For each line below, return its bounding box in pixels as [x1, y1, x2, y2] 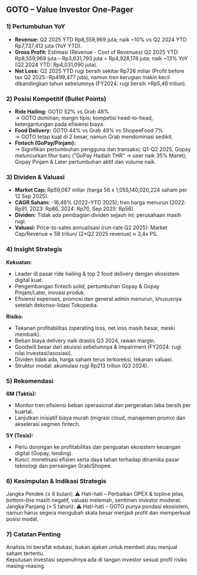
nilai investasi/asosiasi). [14, 349, 73, 356]
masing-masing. [6, 563, 45, 570]
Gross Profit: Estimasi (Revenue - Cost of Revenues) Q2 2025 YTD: [14, 48, 179, 56]
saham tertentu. [6, 550, 45, 557]
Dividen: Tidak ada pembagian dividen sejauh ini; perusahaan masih [14, 212, 182, 219]
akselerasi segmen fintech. [14, 420, 81, 427]
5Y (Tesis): [6, 431, 34, 439]
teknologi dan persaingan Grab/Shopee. [14, 462, 112, 469]
